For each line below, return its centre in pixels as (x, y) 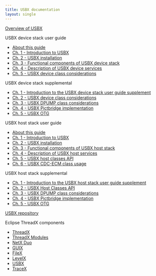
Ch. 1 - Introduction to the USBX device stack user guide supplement (81, 92)
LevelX (19, 258)
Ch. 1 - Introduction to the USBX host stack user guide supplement (79, 183)
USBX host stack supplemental (36, 173)
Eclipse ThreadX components (35, 222)
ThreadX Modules (30, 237)
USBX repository (22, 213)
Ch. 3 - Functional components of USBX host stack (64, 148)
